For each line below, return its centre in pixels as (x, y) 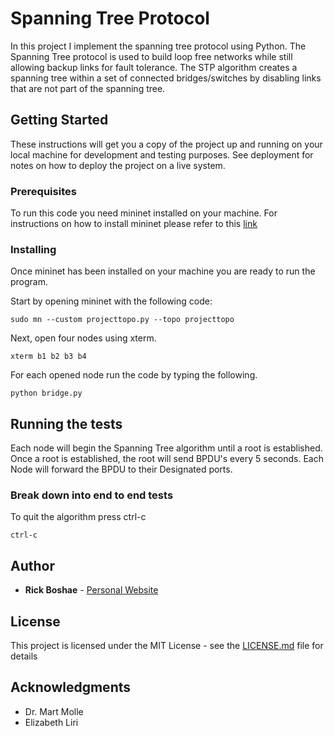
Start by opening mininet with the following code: (111, 301)
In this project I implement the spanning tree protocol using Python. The (158, 46)
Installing (33, 249)
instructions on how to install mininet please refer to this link (134, 224)
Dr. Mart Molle (54, 711)
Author (32, 565)
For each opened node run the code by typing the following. (134, 375)
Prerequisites (43, 191)
